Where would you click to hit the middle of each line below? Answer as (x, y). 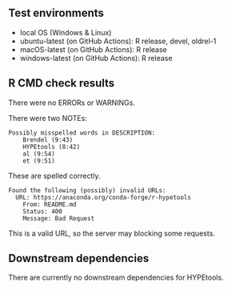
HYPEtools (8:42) (52, 147)
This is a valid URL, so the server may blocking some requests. (112, 233)
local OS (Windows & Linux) (66, 32)
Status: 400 (42, 211)
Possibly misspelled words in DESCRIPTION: (82, 133)
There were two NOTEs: (48, 118)
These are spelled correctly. (54, 175)
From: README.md (50, 204)
